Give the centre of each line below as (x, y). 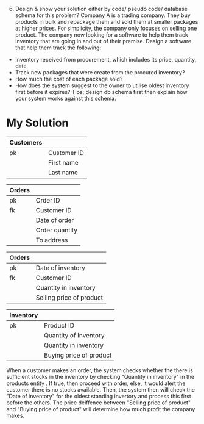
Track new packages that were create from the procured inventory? (100, 72)
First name (63, 162)
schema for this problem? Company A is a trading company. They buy (103, 15)
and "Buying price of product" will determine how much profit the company (101, 409)
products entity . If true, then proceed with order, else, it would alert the (96, 383)
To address (52, 240)
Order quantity (57, 230)
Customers (26, 142)
